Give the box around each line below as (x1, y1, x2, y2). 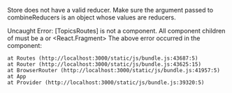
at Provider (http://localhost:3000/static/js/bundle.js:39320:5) (7, 79, 205, 86)
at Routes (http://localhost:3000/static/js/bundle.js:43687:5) (7, 55, 198, 62)
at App (7, 73, 27, 80)
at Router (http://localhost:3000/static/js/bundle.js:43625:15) (7, 61, 201, 68)
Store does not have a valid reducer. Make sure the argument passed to (7, 6, 214, 14)
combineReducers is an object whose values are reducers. (7, 13, 176, 22)
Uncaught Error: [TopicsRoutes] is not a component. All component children (7, 27, 226, 35)
